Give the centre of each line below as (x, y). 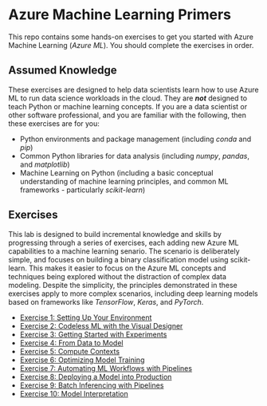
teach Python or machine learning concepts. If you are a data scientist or (128, 106)
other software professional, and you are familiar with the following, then (128, 115)
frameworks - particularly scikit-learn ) (82, 190)
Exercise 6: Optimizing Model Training (82, 360)
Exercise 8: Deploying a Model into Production (96, 376)
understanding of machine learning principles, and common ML (124, 181)
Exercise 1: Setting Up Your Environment (86, 317)
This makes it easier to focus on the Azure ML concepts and (128, 268)
